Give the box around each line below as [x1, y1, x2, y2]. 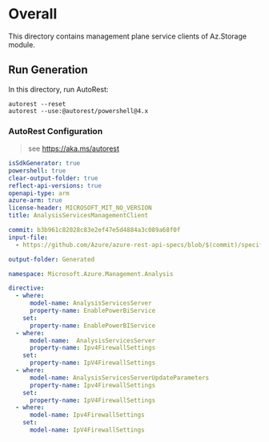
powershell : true [8, 166, 66, 175]
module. [8, 39, 36, 49]
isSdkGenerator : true [8, 160, 81, 168]
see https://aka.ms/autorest [27, 144, 120, 153]
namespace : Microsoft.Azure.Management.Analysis [8, 270, 174, 278]
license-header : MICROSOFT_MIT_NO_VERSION [8, 204, 152, 213]
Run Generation [8, 63, 88, 77]
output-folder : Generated [8, 255, 94, 263]
